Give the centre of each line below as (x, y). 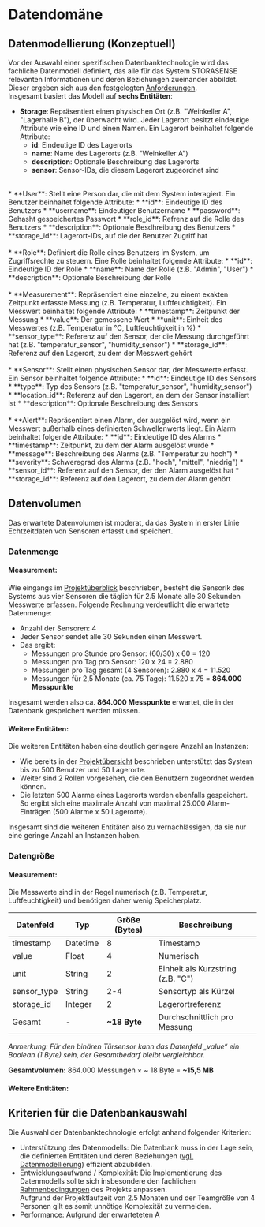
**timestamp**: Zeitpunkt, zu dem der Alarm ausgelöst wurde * (111, 445)
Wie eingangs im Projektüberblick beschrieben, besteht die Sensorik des (126, 587)
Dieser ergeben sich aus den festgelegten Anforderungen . (103, 88)
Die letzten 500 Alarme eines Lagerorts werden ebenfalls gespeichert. (134, 795)
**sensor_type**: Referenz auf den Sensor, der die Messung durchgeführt (129, 336)
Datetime (82, 943)
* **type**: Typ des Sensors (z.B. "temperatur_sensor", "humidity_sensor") (130, 387)
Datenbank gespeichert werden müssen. (74, 710)
